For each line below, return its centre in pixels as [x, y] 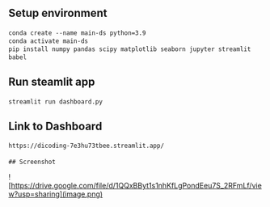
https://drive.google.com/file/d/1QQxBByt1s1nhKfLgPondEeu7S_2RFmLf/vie [137, 186]
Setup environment [58, 13]
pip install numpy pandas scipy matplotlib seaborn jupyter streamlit [130, 49]
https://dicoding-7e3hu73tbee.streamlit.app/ [86, 146]
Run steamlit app [52, 82]
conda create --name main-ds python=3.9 [78, 33]
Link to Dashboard [55, 127]
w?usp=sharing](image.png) [56, 194]
